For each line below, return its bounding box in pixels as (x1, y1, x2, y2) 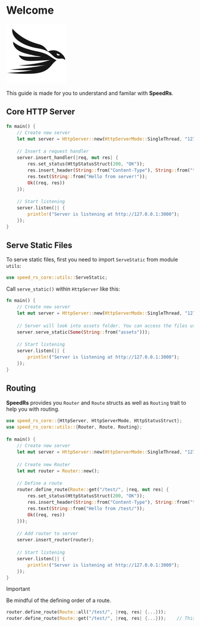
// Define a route (17, 481, 62, 486)
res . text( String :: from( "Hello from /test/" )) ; (27, 506, 145, 511)
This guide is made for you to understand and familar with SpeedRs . (6, 89, 174, 96)
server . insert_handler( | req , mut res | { (17, 155, 118, 161)
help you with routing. (6, 405, 60, 413)
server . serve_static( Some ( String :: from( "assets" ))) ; (17, 329, 151, 335)
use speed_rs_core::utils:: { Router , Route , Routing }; (6, 424, 143, 430)
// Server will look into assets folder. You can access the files (17, 323, 187, 329)
